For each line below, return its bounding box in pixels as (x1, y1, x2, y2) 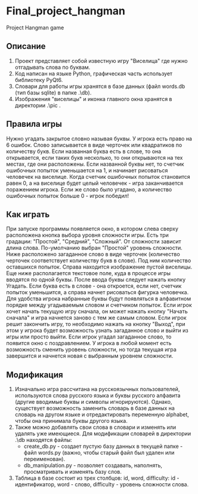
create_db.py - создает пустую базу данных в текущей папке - (23, 443, 183, 450)
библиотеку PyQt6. (14, 76, 63, 83)
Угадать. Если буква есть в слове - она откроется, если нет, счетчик (6, 282, 182, 289)
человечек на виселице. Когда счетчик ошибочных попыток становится (6, 173, 191, 180)
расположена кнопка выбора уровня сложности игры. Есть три (6, 231, 169, 239)
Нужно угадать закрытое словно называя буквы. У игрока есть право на (6, 135, 193, 142)
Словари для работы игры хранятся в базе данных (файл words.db (14, 83, 185, 90)
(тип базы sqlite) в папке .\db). (14, 89, 92, 96)
